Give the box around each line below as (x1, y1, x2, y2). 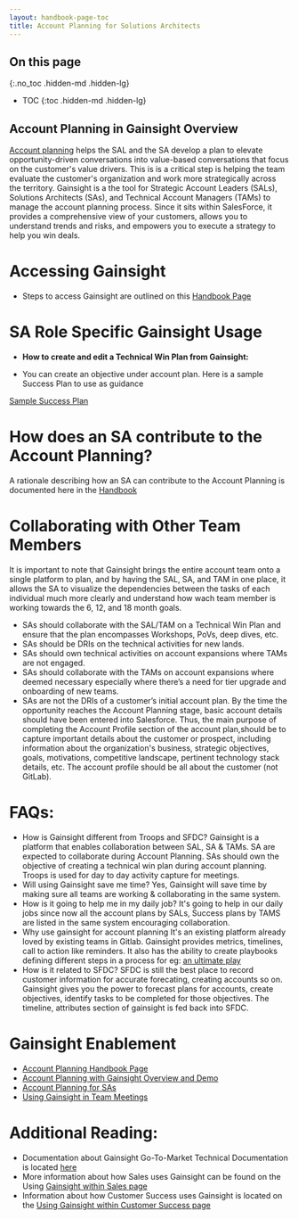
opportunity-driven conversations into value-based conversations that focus (9, 154, 289, 165)
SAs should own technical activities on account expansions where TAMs (21, 647, 287, 658)
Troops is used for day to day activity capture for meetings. (21, 869, 240, 880)
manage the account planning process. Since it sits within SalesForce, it (9, 202, 273, 212)
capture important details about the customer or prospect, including (21, 733, 271, 744)
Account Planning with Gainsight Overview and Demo (21, 1072, 219, 1083)
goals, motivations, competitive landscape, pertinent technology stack (21, 752, 280, 762)
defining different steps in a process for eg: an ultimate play (21, 955, 242, 966)
